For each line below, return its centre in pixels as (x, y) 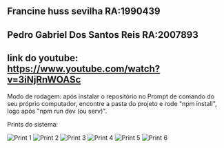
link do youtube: (43, 58)
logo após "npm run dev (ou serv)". (57, 111)
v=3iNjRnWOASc (44, 80)
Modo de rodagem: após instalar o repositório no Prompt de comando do (111, 96)
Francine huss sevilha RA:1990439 (84, 11)
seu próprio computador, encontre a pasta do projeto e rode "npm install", (112, 103)
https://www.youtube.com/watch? (84, 69)
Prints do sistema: (33, 124)
